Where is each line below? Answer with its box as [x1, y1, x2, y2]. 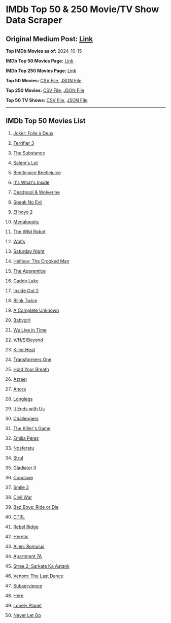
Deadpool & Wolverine [13, 189, 60, 195]
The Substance [13, 150, 45, 156]
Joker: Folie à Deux [13, 130, 54, 136]
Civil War [13, 494, 32, 500]
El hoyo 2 [13, 209, 33, 215]
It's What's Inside [13, 179, 50, 185]
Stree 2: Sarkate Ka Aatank [13, 563, 70, 569]
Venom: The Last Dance [13, 573, 64, 579]
